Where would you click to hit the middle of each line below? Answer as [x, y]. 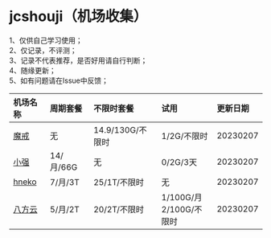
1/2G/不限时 [185, 136]
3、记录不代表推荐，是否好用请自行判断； [78, 60]
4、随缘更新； [33, 70]
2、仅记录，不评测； [43, 50]
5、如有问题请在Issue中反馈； [59, 80]
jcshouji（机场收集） [78, 16]
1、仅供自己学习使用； [46, 40]
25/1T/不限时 [118, 182]
